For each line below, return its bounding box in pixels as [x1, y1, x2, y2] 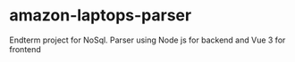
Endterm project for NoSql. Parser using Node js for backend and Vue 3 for [9, 35, 286, 45]
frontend [9, 43, 42, 54]
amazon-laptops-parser [9, 5, 192, 26]
